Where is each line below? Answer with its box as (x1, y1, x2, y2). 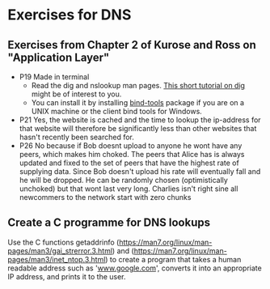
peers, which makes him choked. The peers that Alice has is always (19, 150, 245, 159)
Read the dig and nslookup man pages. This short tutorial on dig (31, 81, 246, 90)
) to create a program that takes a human (105, 254, 242, 264)
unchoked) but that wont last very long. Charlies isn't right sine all (19, 184, 238, 193)
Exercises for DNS (7, 6, 132, 24)
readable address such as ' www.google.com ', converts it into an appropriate (7, 263, 262, 273)
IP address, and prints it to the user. (7, 271, 126, 281)
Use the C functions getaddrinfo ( (7, 237, 120, 247)
